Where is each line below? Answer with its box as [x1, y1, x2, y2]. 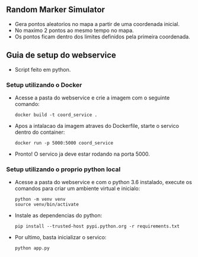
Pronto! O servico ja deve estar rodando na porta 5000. [14, 150, 150, 158]
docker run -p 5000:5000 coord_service [14, 140, 114, 146]
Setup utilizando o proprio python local [6, 165, 121, 174]
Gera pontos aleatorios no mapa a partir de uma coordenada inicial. [14, 20, 180, 27]
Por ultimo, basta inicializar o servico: [14, 234, 107, 241]
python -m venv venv [14, 197, 66, 203]
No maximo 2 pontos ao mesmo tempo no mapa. [14, 27, 135, 34]
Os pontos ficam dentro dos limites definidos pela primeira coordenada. [14, 33, 191, 40]
